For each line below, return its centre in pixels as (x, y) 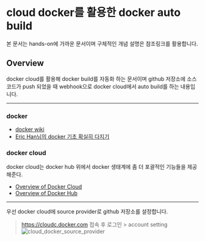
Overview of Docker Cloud (49, 187)
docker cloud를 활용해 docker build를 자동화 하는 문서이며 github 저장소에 (96, 79)
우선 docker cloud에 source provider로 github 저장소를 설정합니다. (87, 212)
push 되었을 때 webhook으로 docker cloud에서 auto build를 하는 (101, 86)
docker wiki (30, 130)
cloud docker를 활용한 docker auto (94, 13)
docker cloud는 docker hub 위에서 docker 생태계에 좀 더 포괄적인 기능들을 (96, 167)
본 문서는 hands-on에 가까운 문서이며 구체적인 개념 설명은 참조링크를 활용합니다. (102, 43)
